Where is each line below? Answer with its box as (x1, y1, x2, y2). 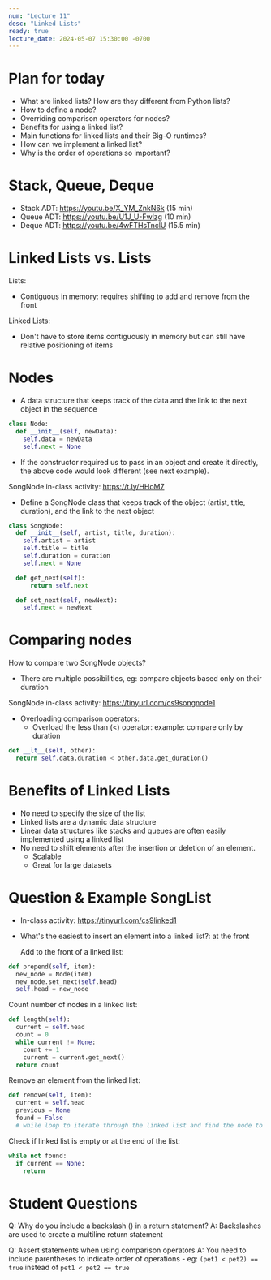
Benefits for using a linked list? (19, 123, 123, 132)
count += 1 (23, 1045, 60, 1054)
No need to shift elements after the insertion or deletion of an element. (19, 843, 256, 852)
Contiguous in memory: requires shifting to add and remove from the (19, 291, 250, 301)
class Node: (8, 420, 49, 428)
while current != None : (15, 1038, 96, 1046)
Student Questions (8, 1194, 138, 1213)
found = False (15, 1114, 63, 1123)
